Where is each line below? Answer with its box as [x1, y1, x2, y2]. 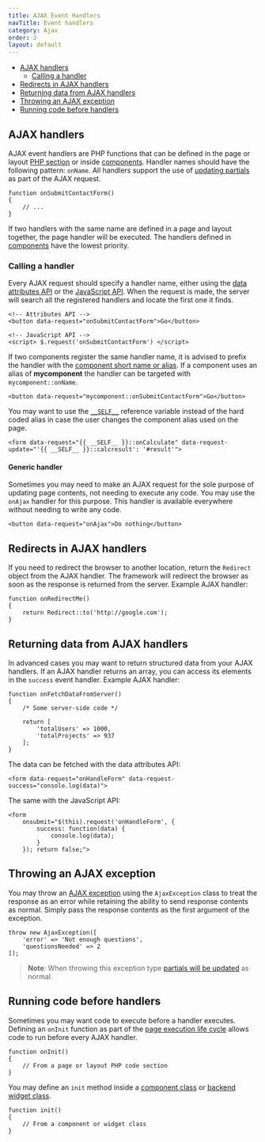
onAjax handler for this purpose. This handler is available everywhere [8, 496, 233, 507]
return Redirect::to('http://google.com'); [22, 609, 168, 617]
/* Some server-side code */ [22, 704, 119, 712]
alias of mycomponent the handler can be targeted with [8, 369, 191, 378]
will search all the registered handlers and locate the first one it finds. [8, 295, 234, 305]
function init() [8, 1106, 62, 1114]
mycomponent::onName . [8, 378, 78, 387]
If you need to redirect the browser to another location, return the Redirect [8, 563, 252, 572]
